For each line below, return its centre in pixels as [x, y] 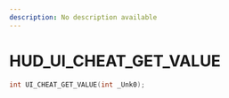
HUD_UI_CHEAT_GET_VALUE [115, 60]
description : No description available [83, 17]
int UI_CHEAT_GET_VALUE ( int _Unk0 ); [77, 85]
